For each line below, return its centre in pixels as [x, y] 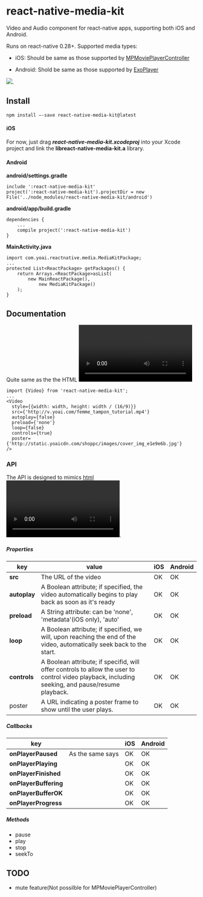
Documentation [36, 313]
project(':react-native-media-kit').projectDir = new [76, 192]
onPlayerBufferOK [36, 793]
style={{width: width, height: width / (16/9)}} [74, 406]
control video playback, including [88, 677]
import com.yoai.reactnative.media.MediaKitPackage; [74, 258]
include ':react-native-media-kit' [51, 187]
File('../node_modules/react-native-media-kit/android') [79, 197]
